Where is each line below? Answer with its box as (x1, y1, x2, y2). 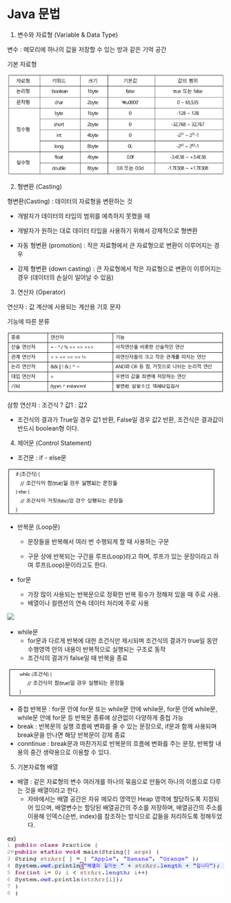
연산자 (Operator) (17, 288, 66, 296)
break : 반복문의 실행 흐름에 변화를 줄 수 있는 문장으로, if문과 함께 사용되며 (17, 722, 217, 731)
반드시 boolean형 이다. (17, 424, 79, 432)
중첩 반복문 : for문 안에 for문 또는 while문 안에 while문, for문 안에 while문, (17, 705, 218, 713)
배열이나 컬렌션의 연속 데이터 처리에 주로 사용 (27, 599, 150, 608)
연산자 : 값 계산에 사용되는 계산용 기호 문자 (7, 302, 121, 311)
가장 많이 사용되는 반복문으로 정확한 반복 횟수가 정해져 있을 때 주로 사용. (27, 590, 221, 599)
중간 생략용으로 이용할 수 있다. (30, 748, 112, 756)
